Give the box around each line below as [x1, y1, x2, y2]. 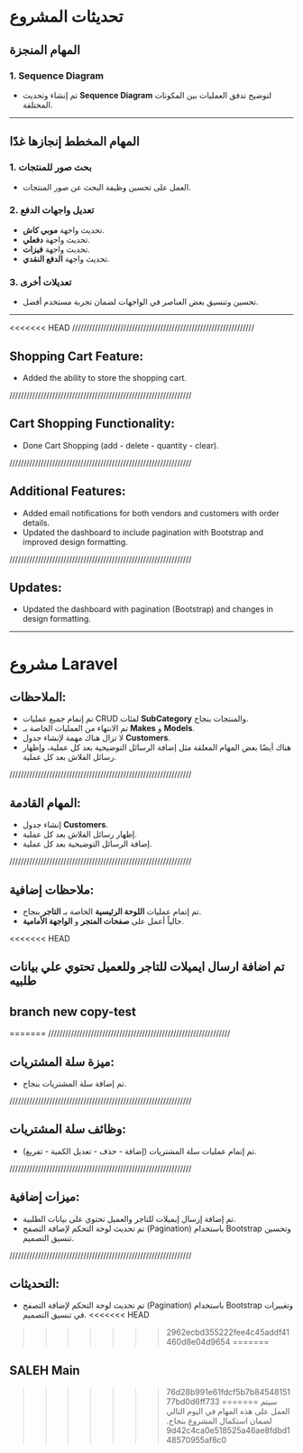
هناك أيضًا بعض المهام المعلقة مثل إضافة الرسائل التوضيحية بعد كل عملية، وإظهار [22, 742, 291, 753]
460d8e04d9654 [166, 1337, 231, 1347]
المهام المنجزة [9, 42, 81, 58]
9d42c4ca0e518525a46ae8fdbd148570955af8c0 [166, 1425, 290, 1446]
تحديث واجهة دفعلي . [22, 234, 90, 245]
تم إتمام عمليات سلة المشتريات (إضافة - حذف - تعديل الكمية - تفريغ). [22, 1145, 257, 1156]
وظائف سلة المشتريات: [9, 1122, 126, 1137]
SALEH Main [9, 1363, 80, 1378]
